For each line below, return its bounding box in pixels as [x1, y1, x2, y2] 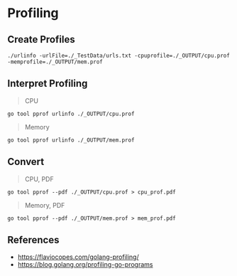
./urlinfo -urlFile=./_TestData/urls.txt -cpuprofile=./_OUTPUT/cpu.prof [7, 52, 231, 59]
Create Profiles [7, 33, 76, 46]
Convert [7, 156, 45, 168]
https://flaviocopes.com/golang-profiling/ [17, 253, 140, 261]
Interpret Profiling [7, 78, 88, 90]
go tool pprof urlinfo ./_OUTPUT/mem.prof [7, 137, 135, 144]
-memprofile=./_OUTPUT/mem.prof [7, 58, 103, 65]
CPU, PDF [24, 174, 55, 183]
